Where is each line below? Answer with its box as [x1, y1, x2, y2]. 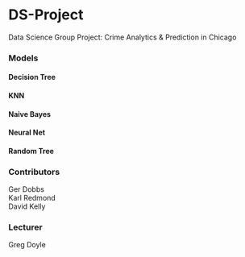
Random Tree [8, 146, 55, 155]
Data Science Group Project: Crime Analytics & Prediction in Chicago [8, 32, 237, 42]
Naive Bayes [8, 109, 51, 118]
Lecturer [8, 222, 43, 233]
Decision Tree [8, 73, 56, 82]
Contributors [8, 166, 60, 177]
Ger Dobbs [8, 184, 44, 194]
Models [8, 52, 39, 64]
